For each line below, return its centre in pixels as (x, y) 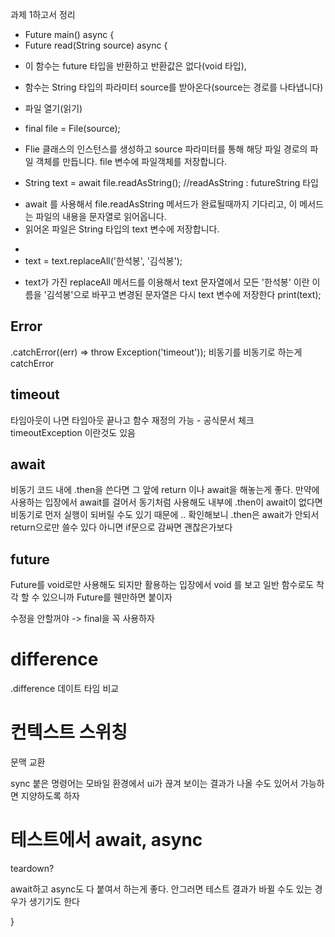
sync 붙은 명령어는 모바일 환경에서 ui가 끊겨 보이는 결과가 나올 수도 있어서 (154, 784)
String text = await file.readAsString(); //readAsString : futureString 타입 (172, 182)
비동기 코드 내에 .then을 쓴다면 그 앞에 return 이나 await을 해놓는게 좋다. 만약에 (165, 490)
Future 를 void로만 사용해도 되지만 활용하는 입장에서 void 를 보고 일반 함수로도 (162, 585)
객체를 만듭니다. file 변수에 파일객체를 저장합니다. (131, 161)
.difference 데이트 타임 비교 (65, 689)
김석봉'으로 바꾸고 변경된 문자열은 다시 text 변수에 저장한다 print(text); (184, 294)
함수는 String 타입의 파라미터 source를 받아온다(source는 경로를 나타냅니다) (174, 87)
